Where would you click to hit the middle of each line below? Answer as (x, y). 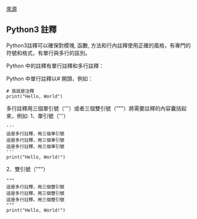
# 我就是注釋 (20, 91)
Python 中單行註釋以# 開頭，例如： (50, 78)
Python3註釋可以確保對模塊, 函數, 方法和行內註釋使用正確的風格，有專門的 (98, 45)
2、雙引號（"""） (28, 169)
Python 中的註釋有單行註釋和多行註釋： (55, 66)
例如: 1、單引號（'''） (43, 116)
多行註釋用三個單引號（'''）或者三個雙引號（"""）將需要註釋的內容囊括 (94, 108)
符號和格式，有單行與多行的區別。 (48, 52)
